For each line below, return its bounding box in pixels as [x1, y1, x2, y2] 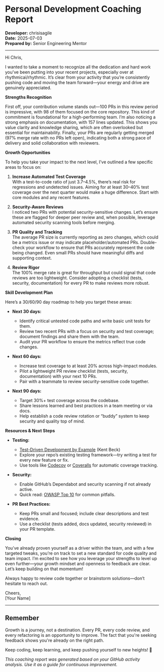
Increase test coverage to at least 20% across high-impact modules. [19, 363, 158, 369]
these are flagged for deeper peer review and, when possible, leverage [12, 214, 155, 220]
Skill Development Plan [5, 290, 53, 295]
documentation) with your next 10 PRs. [19, 373, 98, 379]
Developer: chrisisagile [5, 30, 52, 36]
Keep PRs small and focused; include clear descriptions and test [19, 510, 149, 516]
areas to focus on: [5, 164, 41, 170]
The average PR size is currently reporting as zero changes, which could [12, 234, 159, 240]
